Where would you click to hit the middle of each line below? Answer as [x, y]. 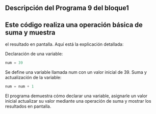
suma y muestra [30, 32]
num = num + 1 [20, 86]
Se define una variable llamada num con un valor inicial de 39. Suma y [76, 72]
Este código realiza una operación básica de [74, 25]
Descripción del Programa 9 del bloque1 [67, 8]
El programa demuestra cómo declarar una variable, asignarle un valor [76, 96]
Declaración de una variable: [34, 54]
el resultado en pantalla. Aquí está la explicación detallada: [64, 44]
